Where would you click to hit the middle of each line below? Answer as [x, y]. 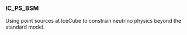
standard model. [25, 27]
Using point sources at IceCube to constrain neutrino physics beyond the [93, 21]
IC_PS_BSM [22, 8]
